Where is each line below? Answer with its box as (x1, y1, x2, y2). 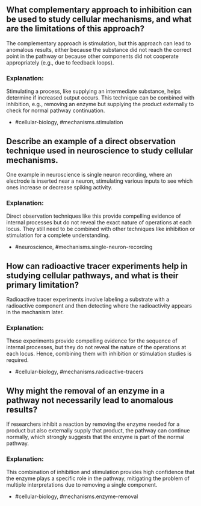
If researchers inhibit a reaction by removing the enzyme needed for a (6, 420, 180, 428)
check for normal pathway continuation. (6, 107, 105, 114)
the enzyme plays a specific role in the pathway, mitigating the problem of (6, 475, 190, 482)
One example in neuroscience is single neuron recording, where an (6, 171, 173, 178)
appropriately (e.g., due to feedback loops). (6, 59, 114, 66)
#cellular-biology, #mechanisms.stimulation (14, 119, 123, 126)
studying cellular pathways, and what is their (6, 270, 179, 280)
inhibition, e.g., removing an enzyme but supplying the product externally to (6, 101, 194, 108)
